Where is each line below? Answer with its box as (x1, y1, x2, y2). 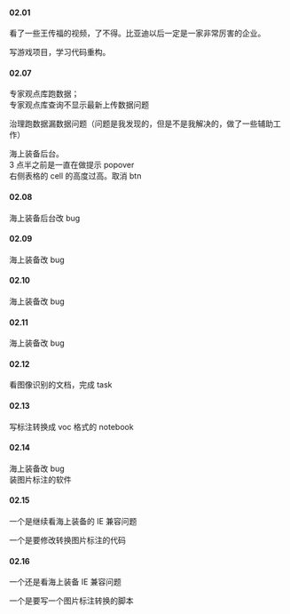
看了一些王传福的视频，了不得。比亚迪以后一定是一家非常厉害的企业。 (9, 28, 266, 39)
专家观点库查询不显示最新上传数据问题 (9, 100, 149, 110)
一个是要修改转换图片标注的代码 (9, 535, 126, 546)
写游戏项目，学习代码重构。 (9, 47, 111, 58)
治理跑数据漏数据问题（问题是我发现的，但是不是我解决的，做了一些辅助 (9, 118, 273, 129)
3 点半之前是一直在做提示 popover (9, 160, 135, 171)
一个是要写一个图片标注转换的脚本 (9, 595, 134, 606)
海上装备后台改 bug (9, 212, 81, 223)
